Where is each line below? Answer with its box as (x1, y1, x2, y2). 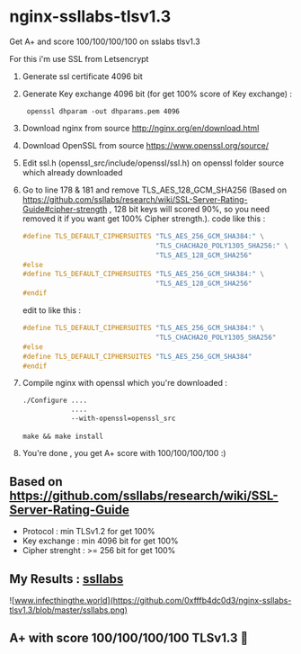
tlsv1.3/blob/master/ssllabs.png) (9, 605, 128, 615)
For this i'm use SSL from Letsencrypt (9, 53, 149, 64)
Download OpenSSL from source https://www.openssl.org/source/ (22, 139, 270, 150)
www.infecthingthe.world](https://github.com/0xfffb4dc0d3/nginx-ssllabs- (14, 596, 292, 606)
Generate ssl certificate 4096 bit (22, 70, 144, 82)
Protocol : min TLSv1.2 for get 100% (22, 526, 155, 537)
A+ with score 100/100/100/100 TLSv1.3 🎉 (9, 631, 249, 646)
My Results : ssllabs (9, 571, 124, 587)
